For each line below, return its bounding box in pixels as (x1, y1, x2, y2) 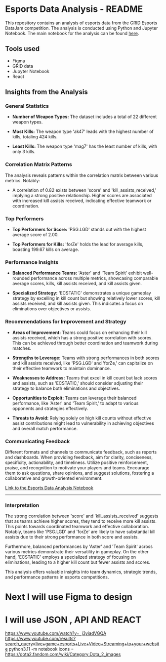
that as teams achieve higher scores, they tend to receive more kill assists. (5, 518, 157, 524)
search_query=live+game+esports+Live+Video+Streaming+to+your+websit (5, 641, 160, 647)
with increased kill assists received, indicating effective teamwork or (12, 198, 152, 204)
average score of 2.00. (12, 232, 59, 238)
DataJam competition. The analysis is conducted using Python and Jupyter (5, 25, 158, 31)
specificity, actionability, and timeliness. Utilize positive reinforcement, (5, 459, 148, 465)
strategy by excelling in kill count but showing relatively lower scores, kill (12, 295, 161, 301)
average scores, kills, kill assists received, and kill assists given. (12, 281, 142, 287)
